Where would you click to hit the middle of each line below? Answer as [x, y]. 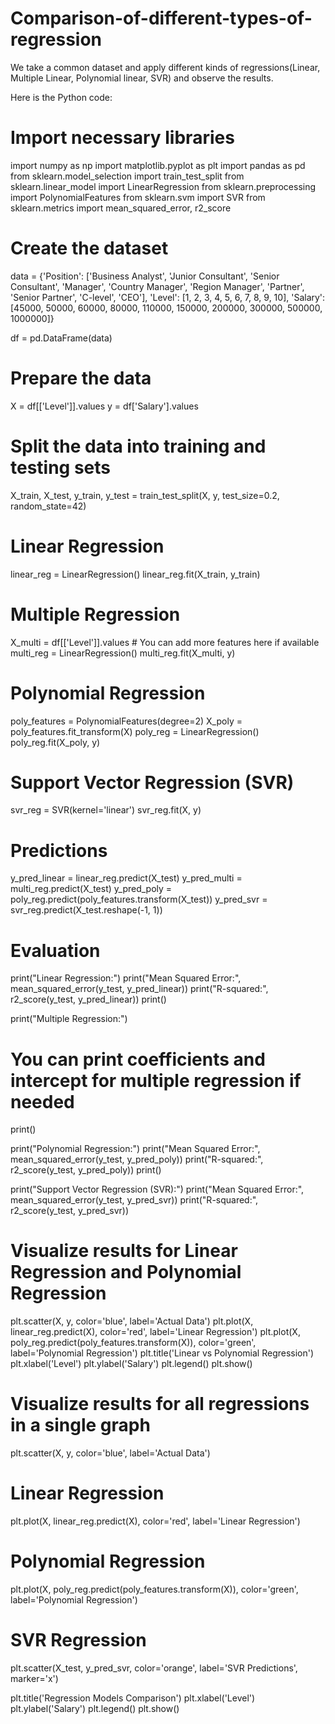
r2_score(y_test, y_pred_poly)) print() [86, 1170]
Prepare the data [81, 378]
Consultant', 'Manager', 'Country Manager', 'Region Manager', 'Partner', [157, 286]
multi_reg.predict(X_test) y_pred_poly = [91, 889]
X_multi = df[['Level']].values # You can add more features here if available [165, 642]
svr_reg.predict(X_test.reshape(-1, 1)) [86, 910]
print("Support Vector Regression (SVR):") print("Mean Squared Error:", [157, 1189]
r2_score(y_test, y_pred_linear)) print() [88, 999]
